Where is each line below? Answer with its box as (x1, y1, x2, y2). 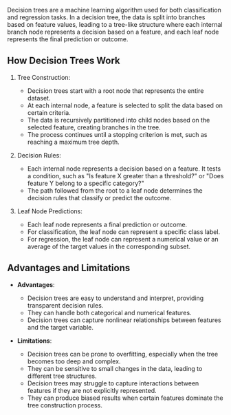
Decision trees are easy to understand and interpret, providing (27, 294, 204, 302)
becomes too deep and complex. (27, 357, 121, 365)
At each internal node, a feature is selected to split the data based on (27, 101, 223, 109)
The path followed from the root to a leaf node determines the (27, 186, 203, 195)
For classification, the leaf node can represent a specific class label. (27, 227, 221, 236)
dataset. (27, 94, 51, 102)
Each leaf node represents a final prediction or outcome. (27, 220, 188, 228)
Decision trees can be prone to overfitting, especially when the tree (27, 350, 219, 358)
